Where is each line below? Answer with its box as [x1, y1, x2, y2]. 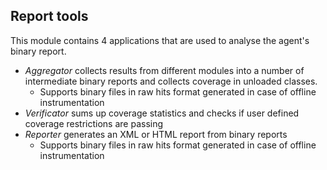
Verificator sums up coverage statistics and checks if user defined [24, 107, 300, 119]
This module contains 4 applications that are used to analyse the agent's [10, 34, 310, 46]
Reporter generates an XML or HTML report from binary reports [24, 128, 288, 140]
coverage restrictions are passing [24, 117, 164, 129]
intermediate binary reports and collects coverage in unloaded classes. [24, 75, 318, 87]
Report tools [10, 8, 89, 25]
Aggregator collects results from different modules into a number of [24, 64, 305, 76]
